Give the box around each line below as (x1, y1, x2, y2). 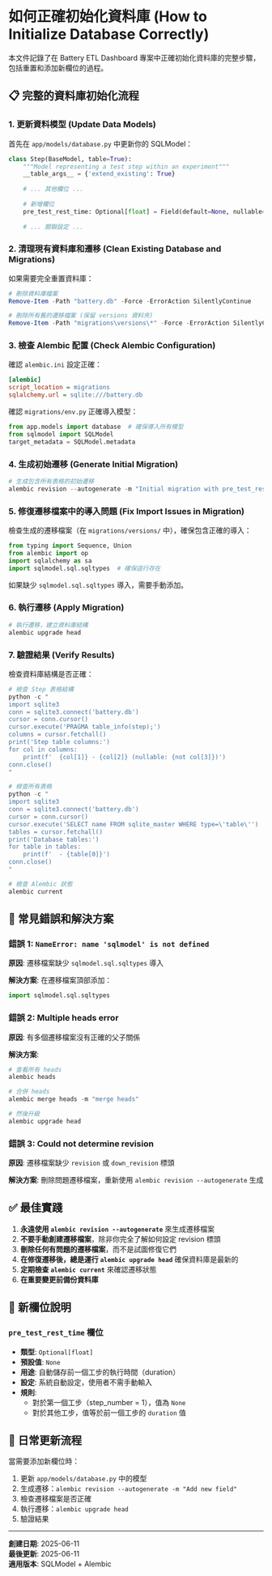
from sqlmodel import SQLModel (8, 430, 114, 438)
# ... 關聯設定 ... (23, 223, 83, 231)
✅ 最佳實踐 (8, 1201, 63, 1215)
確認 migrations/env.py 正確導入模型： (8, 406, 138, 417)
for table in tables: (8, 843, 82, 851)
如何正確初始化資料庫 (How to (8, 7, 208, 26)
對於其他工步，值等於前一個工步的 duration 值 (32, 1408, 186, 1417)
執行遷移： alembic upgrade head (19, 1504, 129, 1514)
